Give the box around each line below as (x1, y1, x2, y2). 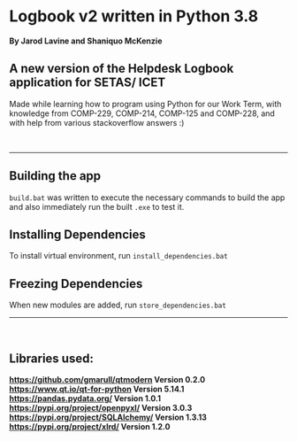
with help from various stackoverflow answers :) (9, 117, 185, 128)
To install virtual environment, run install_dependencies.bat (9, 251, 228, 261)
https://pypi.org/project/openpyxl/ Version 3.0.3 (9, 403, 193, 413)
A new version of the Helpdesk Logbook (9, 61, 234, 76)
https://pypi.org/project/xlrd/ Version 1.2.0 (9, 422, 171, 431)
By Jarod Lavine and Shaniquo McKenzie (9, 35, 163, 46)
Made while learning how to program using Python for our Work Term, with (9, 98, 282, 109)
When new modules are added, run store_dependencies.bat (9, 299, 227, 311)
